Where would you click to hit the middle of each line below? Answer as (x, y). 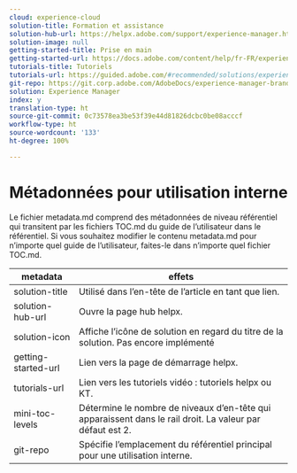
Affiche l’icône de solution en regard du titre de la (181, 331)
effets (181, 276)
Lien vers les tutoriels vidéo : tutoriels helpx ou (175, 382)
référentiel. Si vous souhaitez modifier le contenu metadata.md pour (133, 236)
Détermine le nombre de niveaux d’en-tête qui (175, 407)
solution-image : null (49, 42)
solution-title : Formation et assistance (87, 26)
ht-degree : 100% (39, 141)
